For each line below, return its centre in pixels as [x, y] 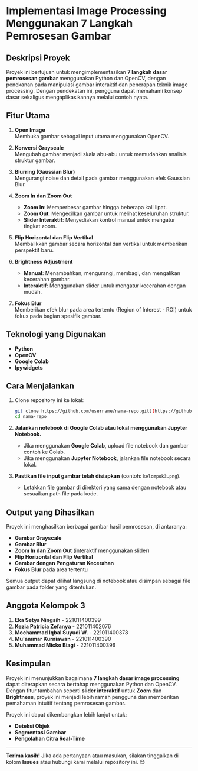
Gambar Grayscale [38, 538]
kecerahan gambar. [47, 279]
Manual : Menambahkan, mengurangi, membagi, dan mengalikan [102, 273]
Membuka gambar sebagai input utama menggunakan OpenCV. [92, 136]
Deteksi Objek [32, 726]
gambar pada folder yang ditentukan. [51, 587]
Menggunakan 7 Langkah [70, 23]
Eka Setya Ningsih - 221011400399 [58, 620]
